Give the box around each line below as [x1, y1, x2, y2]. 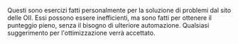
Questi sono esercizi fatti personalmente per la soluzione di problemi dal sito [7, 6, 232, 14]
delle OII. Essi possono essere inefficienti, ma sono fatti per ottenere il [7, 13, 212, 22]
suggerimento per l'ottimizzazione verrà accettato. [7, 28, 156, 37]
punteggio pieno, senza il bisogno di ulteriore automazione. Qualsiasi [7, 21, 210, 29]
